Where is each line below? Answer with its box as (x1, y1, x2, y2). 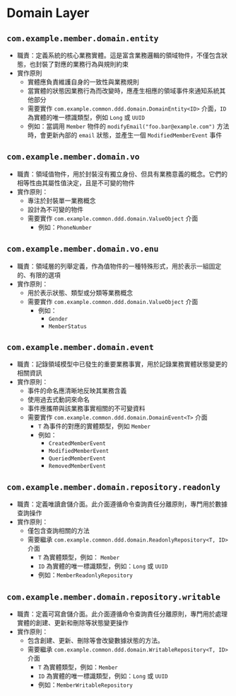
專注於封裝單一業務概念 (27, 196, 96, 205)
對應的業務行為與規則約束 (54, 60, 129, 68)
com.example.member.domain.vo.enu (6, 244, 159, 254)
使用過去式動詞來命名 (27, 395, 90, 404)
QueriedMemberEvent (48, 455, 107, 462)
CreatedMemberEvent (48, 440, 107, 447)
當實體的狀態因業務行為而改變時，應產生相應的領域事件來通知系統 (27, 86, 220, 95)
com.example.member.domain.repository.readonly (6, 482, 220, 492)
